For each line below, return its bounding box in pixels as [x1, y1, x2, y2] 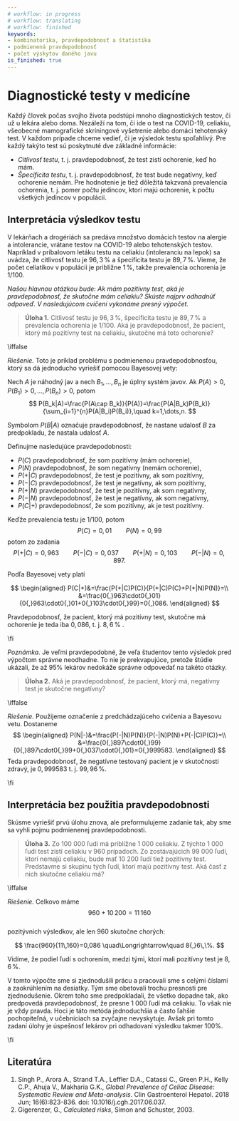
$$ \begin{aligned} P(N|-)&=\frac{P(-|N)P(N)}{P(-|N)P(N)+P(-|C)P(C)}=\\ [13, 731, 226, 740]
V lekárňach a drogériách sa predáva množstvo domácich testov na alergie [7, 232, 228, 241]
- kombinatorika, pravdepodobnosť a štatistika [7, 37, 152, 44]
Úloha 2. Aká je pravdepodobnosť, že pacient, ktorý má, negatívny [24, 677, 221, 686]
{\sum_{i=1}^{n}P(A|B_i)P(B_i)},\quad [42, 407, 151, 415]
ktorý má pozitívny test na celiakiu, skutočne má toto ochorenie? [24, 329, 214, 337]
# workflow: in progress [7, 10, 81, 18]
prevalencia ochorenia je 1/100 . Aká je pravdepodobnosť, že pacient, [24, 321, 225, 329]
